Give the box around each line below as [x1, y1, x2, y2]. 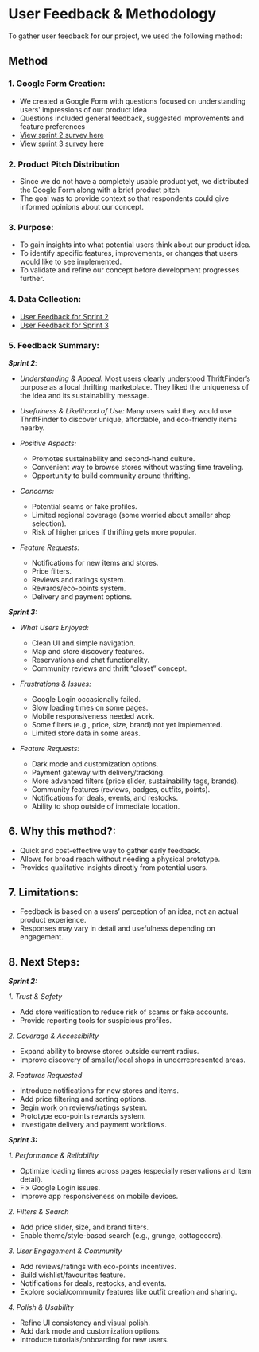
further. [19, 274, 45, 284]
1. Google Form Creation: [8, 78, 106, 89]
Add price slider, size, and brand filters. [19, 1222, 149, 1232]
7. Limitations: [8, 886, 79, 899]
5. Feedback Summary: [8, 340, 100, 351]
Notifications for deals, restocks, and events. [19, 1279, 167, 1288]
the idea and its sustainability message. [19, 390, 149, 400]
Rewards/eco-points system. [31, 583, 126, 593]
